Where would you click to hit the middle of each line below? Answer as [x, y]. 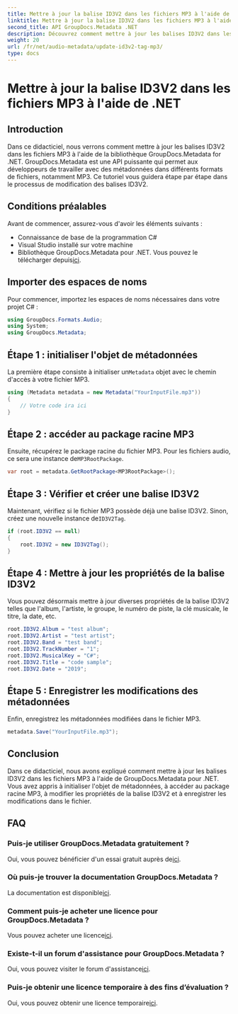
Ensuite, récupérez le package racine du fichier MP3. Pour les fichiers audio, [119, 451]
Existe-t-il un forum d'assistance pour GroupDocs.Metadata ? [116, 954]
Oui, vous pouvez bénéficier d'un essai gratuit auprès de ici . [94, 859]
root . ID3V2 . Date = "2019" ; [47, 669]
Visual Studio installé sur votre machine [75, 244]
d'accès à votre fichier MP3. [49, 379]
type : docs [23, 54]
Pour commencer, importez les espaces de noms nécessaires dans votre [114, 299]
